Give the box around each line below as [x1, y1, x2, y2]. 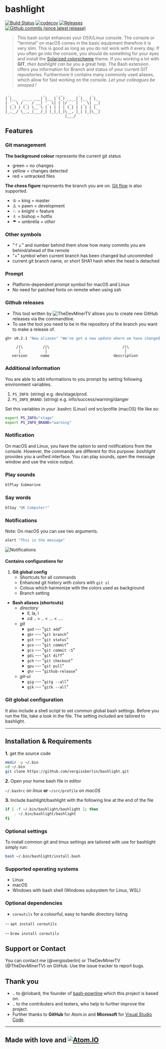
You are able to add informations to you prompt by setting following [5, 376, 142, 382]
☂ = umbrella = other [12, 218, 56, 224]
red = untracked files [12, 173, 55, 179]
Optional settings [5, 828, 48, 835]
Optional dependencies [5, 900, 63, 907]
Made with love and [5, 1036, 67, 1044]
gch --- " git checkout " [27, 658, 73, 664]
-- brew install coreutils [5, 930, 59, 936]
